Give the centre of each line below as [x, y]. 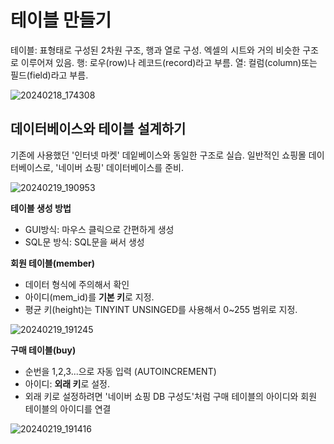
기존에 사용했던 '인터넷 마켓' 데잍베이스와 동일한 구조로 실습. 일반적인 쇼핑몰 [158, 155]
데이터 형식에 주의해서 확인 [77, 284]
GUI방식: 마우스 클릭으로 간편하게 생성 [99, 229]
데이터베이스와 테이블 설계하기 [98, 129]
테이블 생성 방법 [41, 208]
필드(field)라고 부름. [49, 75]
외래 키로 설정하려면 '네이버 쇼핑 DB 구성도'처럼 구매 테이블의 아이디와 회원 [171, 396]
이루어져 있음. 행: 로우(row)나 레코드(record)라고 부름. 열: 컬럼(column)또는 [169, 62]
